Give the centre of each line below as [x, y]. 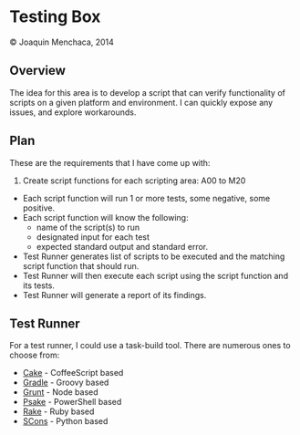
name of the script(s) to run [88, 227]
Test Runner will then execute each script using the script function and [155, 275]
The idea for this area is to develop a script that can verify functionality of [147, 92]
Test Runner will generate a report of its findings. [114, 295]
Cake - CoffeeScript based [73, 373]
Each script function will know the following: [105, 217]
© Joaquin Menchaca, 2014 [62, 42]
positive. [39, 208]
